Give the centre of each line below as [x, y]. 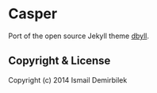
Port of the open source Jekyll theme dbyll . [78, 36]
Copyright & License [59, 61]
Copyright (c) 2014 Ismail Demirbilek [68, 79]
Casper [33, 14]
